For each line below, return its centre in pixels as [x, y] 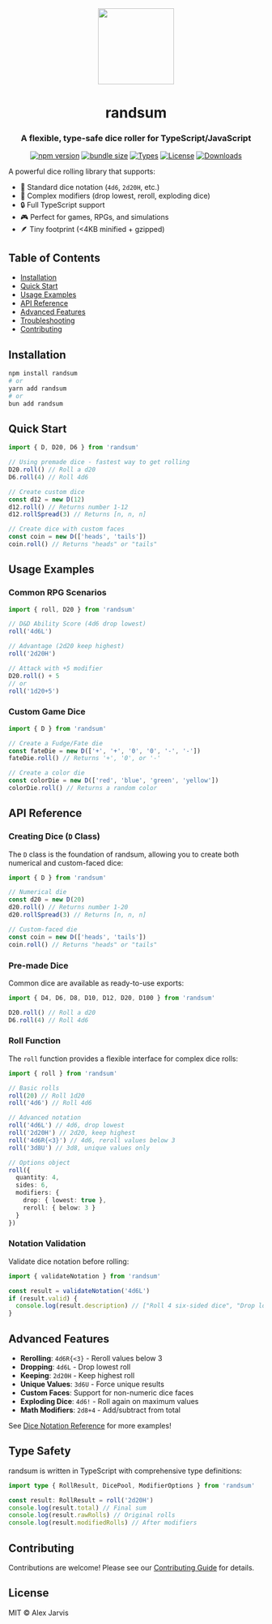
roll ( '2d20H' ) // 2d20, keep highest [72, 1133]
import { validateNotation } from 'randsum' [85, 1276]
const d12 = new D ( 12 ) [47, 499]
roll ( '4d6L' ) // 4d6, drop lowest [67, 1126]
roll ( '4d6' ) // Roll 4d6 [50, 1103]
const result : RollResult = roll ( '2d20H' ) [81, 1500]
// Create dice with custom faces [67, 529]
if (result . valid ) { [43, 1298]
